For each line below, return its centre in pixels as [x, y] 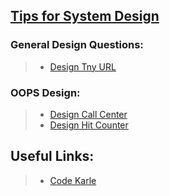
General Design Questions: [77, 45]
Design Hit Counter [89, 125]
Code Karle [73, 180]
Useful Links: [52, 156]
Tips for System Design [85, 16]
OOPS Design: [45, 92]
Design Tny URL [83, 66]
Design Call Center [88, 114]
